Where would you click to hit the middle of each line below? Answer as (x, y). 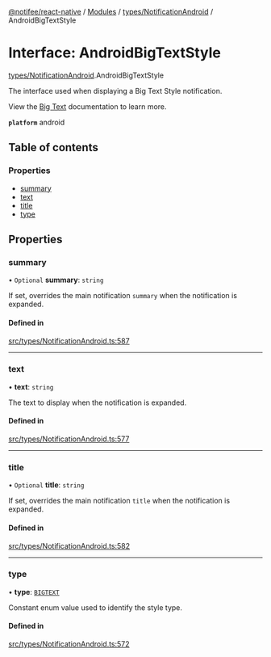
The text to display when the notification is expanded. (98, 402)
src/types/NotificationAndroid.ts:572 (69, 644)
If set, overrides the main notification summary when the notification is (123, 296)
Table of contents (53, 147)
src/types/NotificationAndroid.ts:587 (69, 341)
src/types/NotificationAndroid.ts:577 (69, 439)
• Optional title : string (46, 485)
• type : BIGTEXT (34, 592)
